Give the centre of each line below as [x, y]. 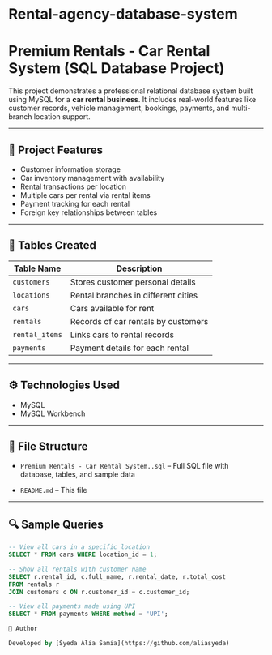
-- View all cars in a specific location [79, 547]
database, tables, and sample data [77, 474]
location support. [62, 117]
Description [139, 268]
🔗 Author [23, 629]
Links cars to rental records [122, 335]
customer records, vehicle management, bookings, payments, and [119, 108]
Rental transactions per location [73, 186]
